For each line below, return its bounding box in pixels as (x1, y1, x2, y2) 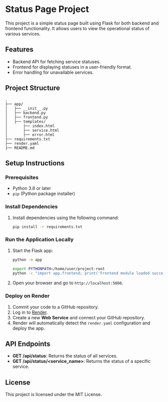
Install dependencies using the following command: (12, 215, 119, 221)
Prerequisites (5, 174, 39, 181)
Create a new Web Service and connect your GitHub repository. (12, 314, 145, 320)
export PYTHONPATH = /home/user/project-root (12, 266, 105, 271)
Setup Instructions (5, 159, 65, 167)
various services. (5, 31, 41, 37)
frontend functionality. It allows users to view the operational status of (5, 25, 149, 31)
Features (5, 45, 34, 54)
